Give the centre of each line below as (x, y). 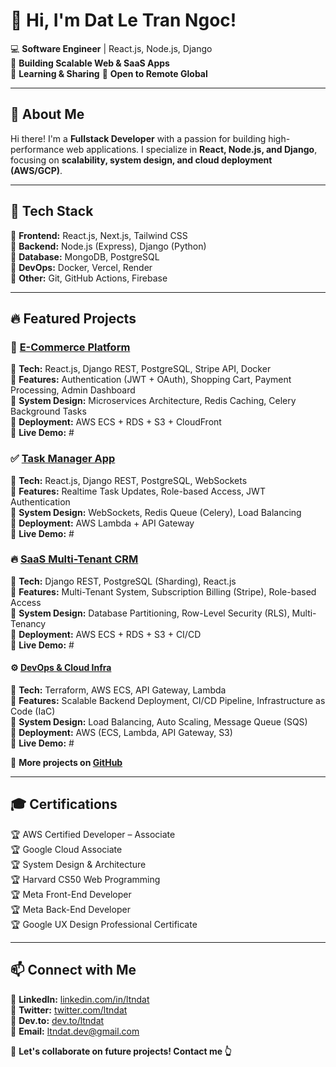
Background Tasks (48, 411)
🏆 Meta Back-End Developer (70, 909)
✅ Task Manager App (63, 459)
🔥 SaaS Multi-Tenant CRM (74, 559)
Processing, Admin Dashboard (73, 390)
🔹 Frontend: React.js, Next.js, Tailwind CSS (99, 235)
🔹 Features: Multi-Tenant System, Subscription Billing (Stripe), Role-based (163, 591)
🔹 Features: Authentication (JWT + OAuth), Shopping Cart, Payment (151, 380)
